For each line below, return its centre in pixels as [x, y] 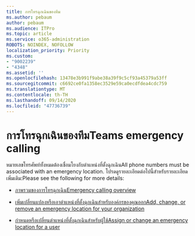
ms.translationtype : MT [36, 89]
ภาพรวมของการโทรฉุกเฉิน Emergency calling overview [75, 190]
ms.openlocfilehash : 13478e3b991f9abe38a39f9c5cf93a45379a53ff [87, 78]
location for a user [37, 227]
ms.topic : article [29, 34]
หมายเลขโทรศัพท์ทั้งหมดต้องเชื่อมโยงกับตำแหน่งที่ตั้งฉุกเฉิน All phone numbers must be [98, 165]
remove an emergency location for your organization [80, 209]
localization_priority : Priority [48, 51]
